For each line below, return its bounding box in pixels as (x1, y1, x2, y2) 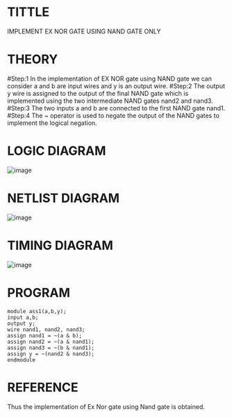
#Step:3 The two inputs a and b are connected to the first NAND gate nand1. (7, 103, 226, 112)
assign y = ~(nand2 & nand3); (7, 350, 95, 358)
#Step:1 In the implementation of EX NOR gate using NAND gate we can (7, 74, 212, 83)
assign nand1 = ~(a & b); (7, 332, 82, 339)
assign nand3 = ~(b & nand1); (7, 344, 95, 351)
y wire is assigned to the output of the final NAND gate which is (7, 89, 189, 97)
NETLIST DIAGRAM (7, 190, 120, 206)
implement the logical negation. (7, 119, 97, 127)
